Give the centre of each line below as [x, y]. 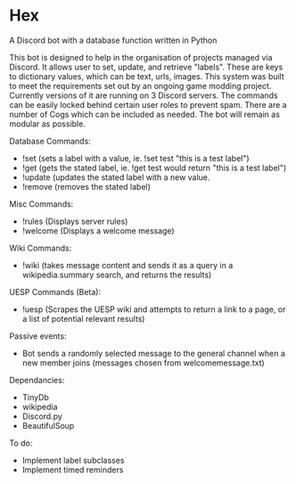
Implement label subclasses [73, 460]
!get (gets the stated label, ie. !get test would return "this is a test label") [154, 168]
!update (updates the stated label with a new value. [116, 177]
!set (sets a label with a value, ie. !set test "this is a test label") [136, 158]
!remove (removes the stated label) [86, 186]
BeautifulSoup [48, 425]
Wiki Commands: [41, 248]
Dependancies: [37, 380]
